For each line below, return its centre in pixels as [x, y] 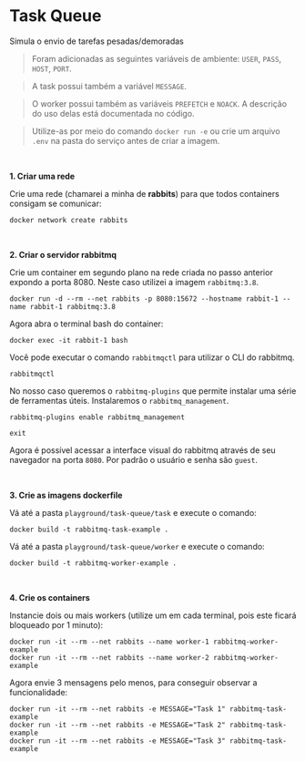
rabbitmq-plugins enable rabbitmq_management [97, 417]
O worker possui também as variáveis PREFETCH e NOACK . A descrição [159, 103]
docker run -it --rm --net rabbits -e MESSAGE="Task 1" [117, 709]
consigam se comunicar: [56, 203]
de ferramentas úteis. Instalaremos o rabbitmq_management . [119, 400]
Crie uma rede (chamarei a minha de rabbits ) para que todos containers [144, 193]
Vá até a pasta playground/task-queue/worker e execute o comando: [137, 546]
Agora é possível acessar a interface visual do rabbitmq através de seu [142, 450]
